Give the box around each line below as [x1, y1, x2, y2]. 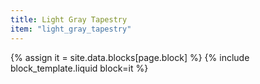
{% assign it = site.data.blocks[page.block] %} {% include [10, 51, 250, 63]
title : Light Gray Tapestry [10, 14, 128, 25]
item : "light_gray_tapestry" [10, 24, 132, 34]
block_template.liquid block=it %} [10, 62, 149, 74]
